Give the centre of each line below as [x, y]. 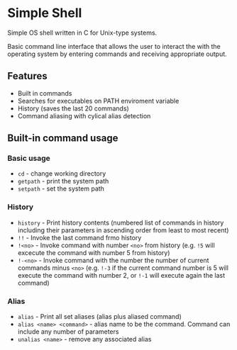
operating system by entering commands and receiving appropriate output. [117, 54]
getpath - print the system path [63, 181]
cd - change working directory [62, 174]
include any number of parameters [68, 332]
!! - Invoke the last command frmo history [79, 237]
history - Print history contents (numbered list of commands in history [121, 222]
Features [27, 76]
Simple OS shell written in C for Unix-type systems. [82, 33]
